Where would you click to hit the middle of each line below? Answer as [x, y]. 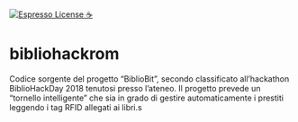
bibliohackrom [64, 54]
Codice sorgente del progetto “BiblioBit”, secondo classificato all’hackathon [149, 78]
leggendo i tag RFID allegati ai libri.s [76, 107]
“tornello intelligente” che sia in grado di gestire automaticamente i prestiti [146, 98]
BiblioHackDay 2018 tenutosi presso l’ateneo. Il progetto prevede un [135, 88]
